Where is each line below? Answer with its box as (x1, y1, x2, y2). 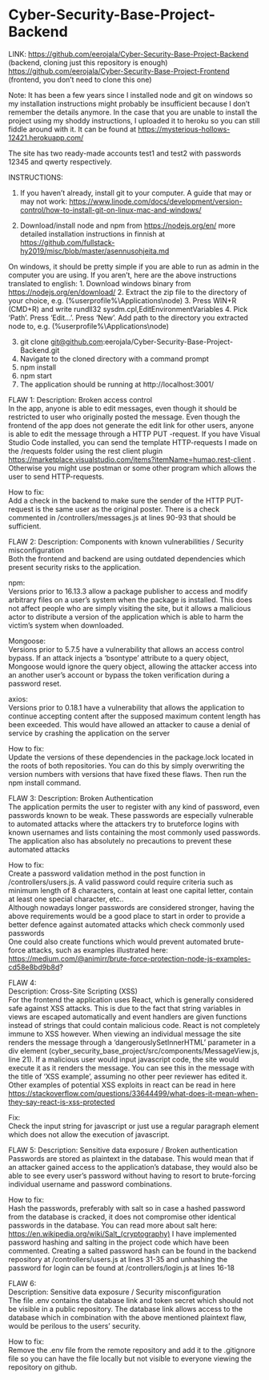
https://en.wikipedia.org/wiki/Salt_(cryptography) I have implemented (8, 1228, 237, 1238)
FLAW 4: (8, 977, 37, 987)
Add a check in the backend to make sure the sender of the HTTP (8, 496, 225, 505)
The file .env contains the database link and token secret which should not (8, 1295, 254, 1305)
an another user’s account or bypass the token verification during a (8, 670, 230, 679)
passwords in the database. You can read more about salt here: (8, 1220, 218, 1230)
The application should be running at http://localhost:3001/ (19, 379, 215, 389)
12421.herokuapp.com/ (8, 132, 84, 142)
